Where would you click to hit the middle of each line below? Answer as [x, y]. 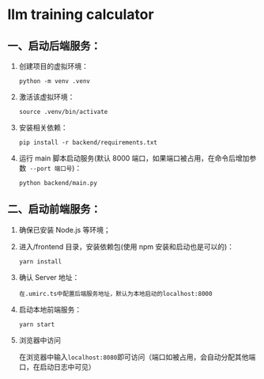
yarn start [37, 324]
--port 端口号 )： [56, 168]
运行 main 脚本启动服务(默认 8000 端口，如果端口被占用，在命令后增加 [134, 158]
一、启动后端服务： [54, 45]
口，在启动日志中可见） [57, 366]
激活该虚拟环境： [47, 97]
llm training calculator [81, 15]
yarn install [40, 262]
